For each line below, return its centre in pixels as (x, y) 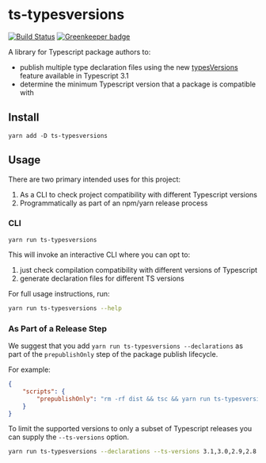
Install (24, 118)
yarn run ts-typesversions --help (65, 308)
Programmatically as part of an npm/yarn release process (114, 203)
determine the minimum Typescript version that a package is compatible (137, 84)
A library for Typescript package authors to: (80, 52)
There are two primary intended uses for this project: (94, 179)
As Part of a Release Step (58, 328)
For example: (30, 369)
